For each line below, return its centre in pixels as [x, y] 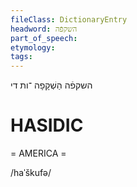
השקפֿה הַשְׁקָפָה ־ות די [51, 85]
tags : [21, 57]
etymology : [33, 47]
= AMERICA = [38, 153]
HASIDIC [47, 125]
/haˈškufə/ [31, 173]
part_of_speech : [44, 38]
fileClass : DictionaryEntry [69, 19]
